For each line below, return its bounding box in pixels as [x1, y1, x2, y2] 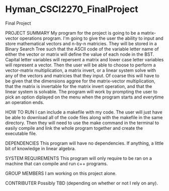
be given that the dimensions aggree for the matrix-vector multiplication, [5, 78, 156, 84]
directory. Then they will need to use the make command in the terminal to [5, 120, 159, 126]
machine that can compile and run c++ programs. [5, 160, 108, 166]
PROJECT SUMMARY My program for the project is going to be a [5, 30, 140, 36]
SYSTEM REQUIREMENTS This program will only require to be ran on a [5, 155, 152, 161]
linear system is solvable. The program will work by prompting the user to [5, 88, 157, 94]
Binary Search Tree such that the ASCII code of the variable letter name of [5, 46, 159, 52]
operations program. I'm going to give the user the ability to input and [19, 35, 163, 41]
